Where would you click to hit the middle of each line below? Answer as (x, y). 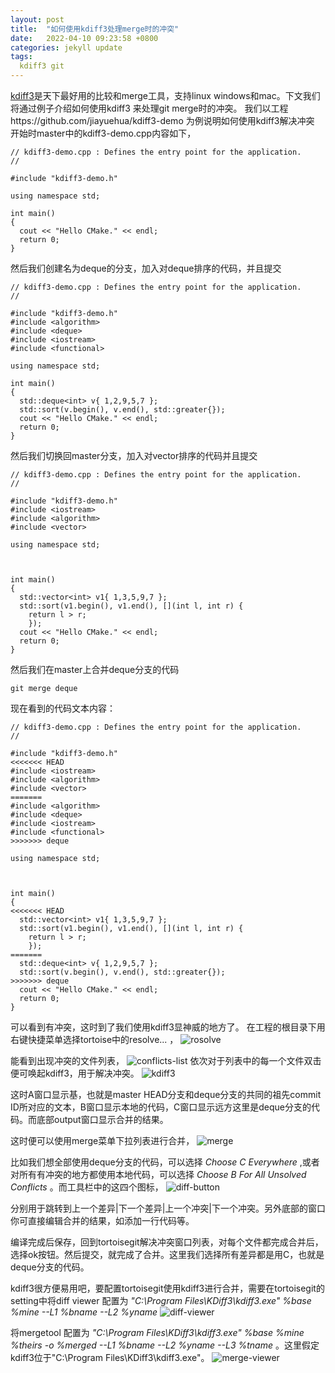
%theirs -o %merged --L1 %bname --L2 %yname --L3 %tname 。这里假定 (165, 1345)
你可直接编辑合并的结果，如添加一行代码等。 (102, 1220)
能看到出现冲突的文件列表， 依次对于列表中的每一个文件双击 (166, 1060)
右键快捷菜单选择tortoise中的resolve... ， (94, 1039)
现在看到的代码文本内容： (63, 708)
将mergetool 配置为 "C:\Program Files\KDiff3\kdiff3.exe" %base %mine (157, 1332)
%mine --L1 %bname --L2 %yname (84, 1312)
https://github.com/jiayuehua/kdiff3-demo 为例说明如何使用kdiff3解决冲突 (162, 120)
